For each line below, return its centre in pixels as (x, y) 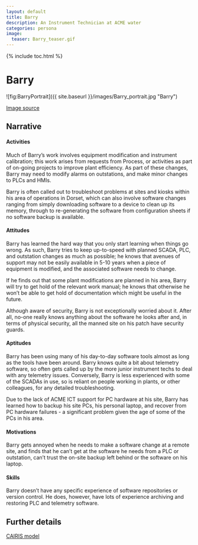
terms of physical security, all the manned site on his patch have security (95, 323)
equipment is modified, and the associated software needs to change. (91, 269)
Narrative (24, 127)
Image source (23, 108)
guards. (15, 329)
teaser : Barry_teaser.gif (43, 39)
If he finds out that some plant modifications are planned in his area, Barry (96, 280)
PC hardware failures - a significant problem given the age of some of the (96, 412)
